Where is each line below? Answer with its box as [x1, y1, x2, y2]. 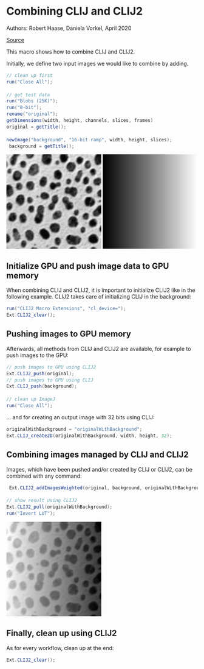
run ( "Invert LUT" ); [6, 511, 56, 517]
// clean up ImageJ [6, 396, 56, 403]
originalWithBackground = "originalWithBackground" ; [6, 426, 143, 432]
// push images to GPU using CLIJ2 [6, 364, 97, 370]
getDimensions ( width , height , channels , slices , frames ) [6, 118, 154, 124]
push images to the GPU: [6, 352, 69, 359]
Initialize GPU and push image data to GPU [6, 261, 169, 271]
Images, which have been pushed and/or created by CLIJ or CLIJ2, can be [6, 465, 192, 473]
